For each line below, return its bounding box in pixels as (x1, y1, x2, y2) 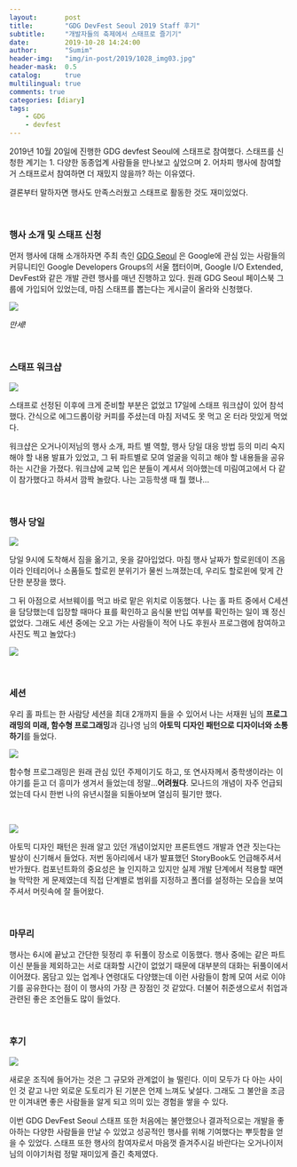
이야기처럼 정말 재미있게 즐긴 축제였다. (25, 1148, 159, 1159)
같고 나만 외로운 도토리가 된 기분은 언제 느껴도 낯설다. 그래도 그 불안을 (27, 1085, 269, 1096)
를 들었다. (23, 731, 58, 742)
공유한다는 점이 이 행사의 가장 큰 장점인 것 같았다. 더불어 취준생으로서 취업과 (25, 983, 288, 994)
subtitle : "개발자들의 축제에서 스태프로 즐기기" (9, 29, 183, 38)
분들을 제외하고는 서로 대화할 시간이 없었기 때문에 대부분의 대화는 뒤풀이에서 (25, 961, 289, 971)
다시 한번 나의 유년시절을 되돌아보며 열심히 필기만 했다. (32, 788, 223, 800)
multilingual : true (9, 79, 82, 88)
